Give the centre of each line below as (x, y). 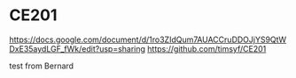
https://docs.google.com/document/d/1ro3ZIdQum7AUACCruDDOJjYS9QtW (148, 39)
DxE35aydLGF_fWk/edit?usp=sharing (78, 48)
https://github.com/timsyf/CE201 (207, 48)
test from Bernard (41, 66)
